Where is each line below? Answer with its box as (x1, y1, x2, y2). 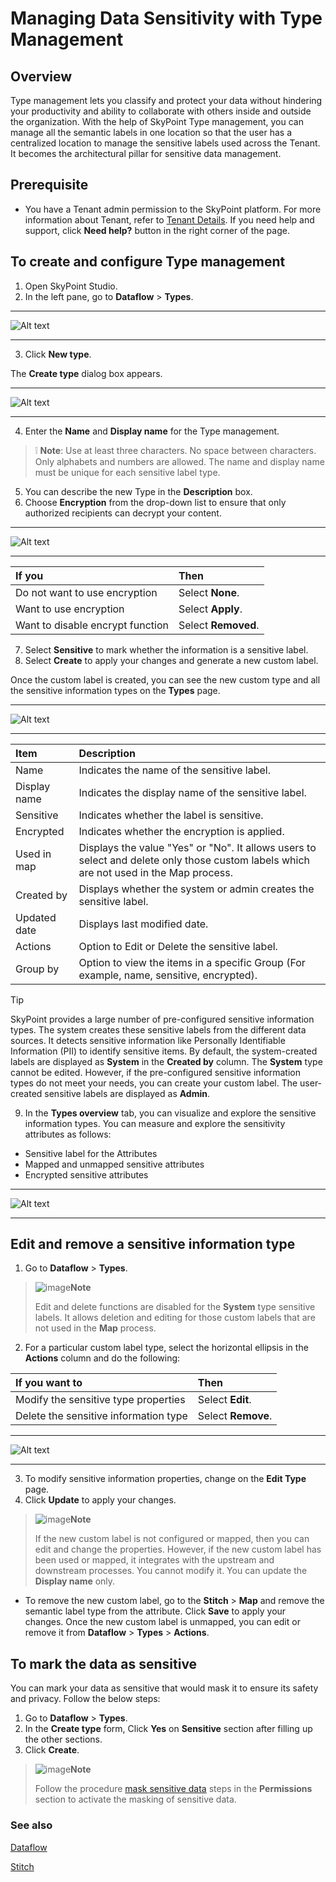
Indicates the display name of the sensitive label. (78, 785, 307, 799)
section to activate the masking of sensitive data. (34, 1793, 237, 1806)
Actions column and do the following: (24, 1352, 181, 1364)
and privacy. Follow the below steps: (10, 1693, 161, 1705)
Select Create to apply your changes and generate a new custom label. (24, 654, 319, 666)
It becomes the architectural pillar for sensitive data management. (10, 148, 282, 159)
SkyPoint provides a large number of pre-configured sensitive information (10, 1013, 315, 1025)
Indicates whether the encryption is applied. (78, 824, 285, 838)
